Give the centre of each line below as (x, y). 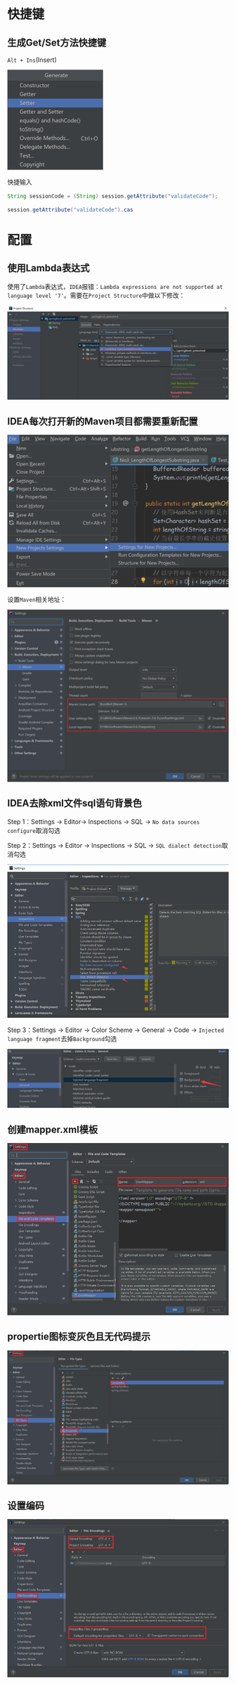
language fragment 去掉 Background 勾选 (62, 1038)
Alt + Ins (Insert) (32, 60)
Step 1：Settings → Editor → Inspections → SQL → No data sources (104, 821)
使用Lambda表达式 (48, 268)
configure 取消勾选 (34, 830)
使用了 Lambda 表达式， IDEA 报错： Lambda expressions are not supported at (115, 286)
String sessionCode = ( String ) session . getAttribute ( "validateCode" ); (113, 196)
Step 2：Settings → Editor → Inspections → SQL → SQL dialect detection (115, 845)
